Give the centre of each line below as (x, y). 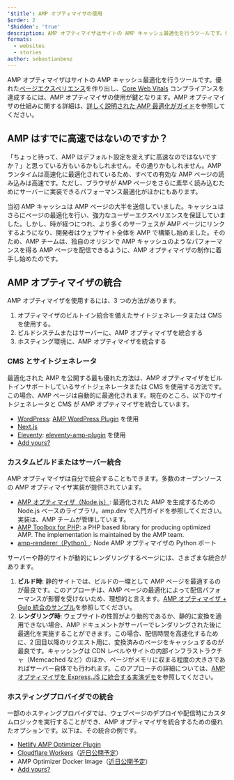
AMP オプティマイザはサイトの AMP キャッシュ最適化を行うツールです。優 (115, 79)
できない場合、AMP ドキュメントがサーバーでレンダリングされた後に (122, 625)
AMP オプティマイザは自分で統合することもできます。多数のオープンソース (115, 478)
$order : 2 (22, 20)
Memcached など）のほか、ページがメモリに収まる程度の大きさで (125, 660)
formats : (20, 40)
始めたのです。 (40, 258)
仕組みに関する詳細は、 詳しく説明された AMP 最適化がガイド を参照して (122, 106)
